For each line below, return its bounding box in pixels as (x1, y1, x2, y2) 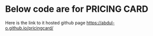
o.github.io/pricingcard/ (5, 25, 53, 31)
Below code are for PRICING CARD (5, 3, 149, 15)
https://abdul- (86, 20, 115, 26)
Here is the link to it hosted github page (5, 20, 86, 26)
